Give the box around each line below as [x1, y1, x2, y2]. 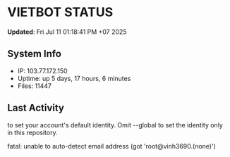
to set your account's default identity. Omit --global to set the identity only [7, 120, 224, 129]
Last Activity [7, 102, 65, 114]
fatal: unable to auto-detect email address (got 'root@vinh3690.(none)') [7, 142, 217, 150]
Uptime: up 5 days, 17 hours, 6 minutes [17, 74, 131, 82]
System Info [7, 48, 62, 60]
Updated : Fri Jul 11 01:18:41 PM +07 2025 [7, 27, 127, 36]
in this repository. [7, 128, 58, 137]
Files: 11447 [17, 82, 52, 90]
